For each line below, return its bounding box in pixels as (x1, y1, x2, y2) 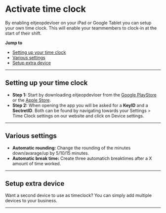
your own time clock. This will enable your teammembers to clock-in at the (5, 25, 157, 31)
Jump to (5, 39, 23, 45)
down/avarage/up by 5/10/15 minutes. (12, 150, 89, 156)
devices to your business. (5, 198, 58, 204)
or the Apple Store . (12, 97, 51, 103)
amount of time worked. (12, 160, 61, 166)
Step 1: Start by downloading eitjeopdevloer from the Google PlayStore (12, 92, 157, 98)
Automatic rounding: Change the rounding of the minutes (12, 144, 131, 151)
